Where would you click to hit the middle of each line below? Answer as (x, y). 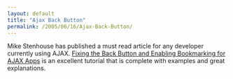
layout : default (31, 14)
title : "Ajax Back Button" (47, 20)
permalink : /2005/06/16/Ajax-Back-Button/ (70, 26)
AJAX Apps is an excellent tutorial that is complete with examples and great (116, 61)
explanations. (27, 68)
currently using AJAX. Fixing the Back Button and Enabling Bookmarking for (116, 53)
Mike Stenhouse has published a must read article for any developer (106, 46)
